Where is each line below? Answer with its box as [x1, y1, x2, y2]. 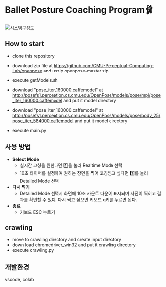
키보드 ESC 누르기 [19, 209, 55, 215]
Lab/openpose [12, 68, 43, 73]
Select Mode [12, 156, 39, 162]
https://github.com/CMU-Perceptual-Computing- [54, 62, 154, 68]
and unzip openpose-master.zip [43, 68, 109, 73]
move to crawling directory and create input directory [12, 237, 121, 243]
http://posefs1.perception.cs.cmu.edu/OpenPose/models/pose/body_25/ [12, 112, 161, 118]
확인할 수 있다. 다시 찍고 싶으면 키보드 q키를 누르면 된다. [29, 196, 137, 202]
